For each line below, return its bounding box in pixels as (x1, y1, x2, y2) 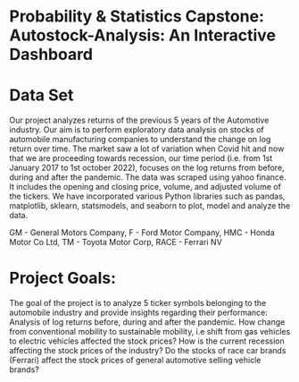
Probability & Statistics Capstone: (9, 6, 265, 27)
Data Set (9, 85, 74, 106)
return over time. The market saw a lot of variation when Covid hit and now (9, 143, 285, 154)
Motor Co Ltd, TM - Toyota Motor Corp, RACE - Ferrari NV (9, 237, 223, 248)
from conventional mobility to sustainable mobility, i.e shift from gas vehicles (9, 327, 291, 337)
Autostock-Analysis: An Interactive (9, 25, 277, 46)
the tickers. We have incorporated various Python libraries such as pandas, (9, 191, 286, 202)
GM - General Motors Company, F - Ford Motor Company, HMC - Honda (9, 227, 275, 238)
